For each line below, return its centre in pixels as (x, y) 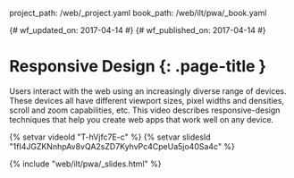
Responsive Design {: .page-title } (138, 67)
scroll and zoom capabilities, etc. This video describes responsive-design (145, 110)
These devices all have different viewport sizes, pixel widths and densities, (147, 100)
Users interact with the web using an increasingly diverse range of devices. (148, 91)
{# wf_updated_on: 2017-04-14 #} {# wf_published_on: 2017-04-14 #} (138, 30)
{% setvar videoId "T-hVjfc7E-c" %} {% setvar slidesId (110, 137)
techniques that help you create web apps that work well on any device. (142, 119)
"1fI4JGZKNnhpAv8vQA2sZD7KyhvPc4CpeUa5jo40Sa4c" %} (122, 146)
